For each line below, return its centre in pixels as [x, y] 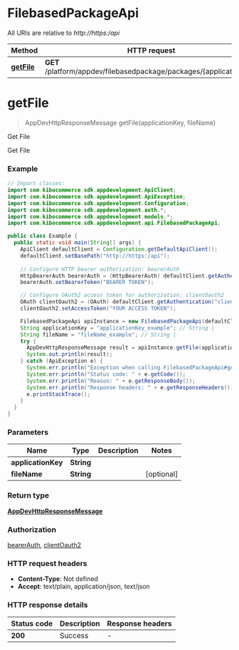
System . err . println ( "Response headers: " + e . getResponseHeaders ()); [131, 387]
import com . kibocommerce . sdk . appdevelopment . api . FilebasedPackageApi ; [114, 223]
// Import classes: [36, 184]
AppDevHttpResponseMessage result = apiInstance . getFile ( [114, 348]
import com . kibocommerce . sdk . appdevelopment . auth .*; [87, 210]
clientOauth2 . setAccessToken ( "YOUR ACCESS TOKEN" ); [98, 309]
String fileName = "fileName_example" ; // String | [98, 335]
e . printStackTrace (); [58, 394]
